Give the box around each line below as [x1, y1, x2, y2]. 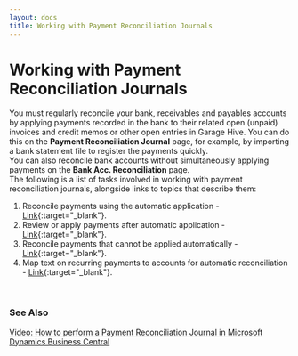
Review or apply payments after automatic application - [21, 220, 225, 231]
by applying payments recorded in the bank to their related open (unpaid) [9, 117, 278, 128]
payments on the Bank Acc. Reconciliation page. [9, 165, 190, 175]
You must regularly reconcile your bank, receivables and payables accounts [9, 108, 287, 118]
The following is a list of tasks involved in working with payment [9, 174, 243, 185]
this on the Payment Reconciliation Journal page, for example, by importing [9, 136, 290, 147]
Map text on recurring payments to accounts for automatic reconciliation [21, 257, 288, 268]
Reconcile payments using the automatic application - [21, 201, 220, 212]
